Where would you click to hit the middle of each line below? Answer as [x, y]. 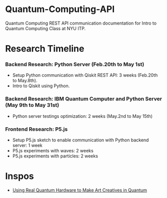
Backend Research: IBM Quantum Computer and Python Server [84, 99]
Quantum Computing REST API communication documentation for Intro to [81, 23]
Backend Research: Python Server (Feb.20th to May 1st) [75, 65]
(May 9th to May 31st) [32, 105]
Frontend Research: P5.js [36, 129]
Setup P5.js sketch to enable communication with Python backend [80, 140]
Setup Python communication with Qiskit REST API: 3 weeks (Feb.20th [85, 75]
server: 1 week [27, 145]
